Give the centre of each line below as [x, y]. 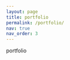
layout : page [22, 12]
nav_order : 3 [22, 34]
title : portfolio [27, 17]
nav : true [18, 28]
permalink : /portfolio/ [35, 23]
